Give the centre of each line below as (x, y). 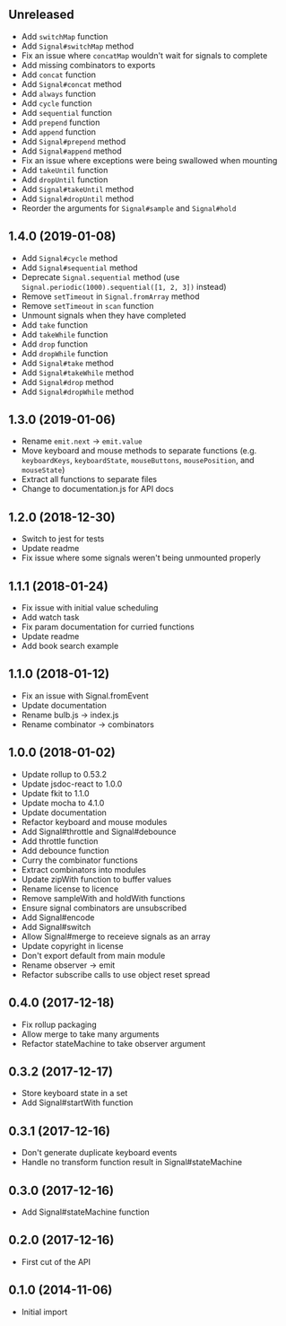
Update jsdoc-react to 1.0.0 (72, 784)
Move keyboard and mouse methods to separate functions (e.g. (139, 451)
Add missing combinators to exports (88, 65)
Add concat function (58, 75)
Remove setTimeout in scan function (87, 305)
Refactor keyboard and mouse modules (94, 821)
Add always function (58, 93)
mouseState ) (43, 470)
